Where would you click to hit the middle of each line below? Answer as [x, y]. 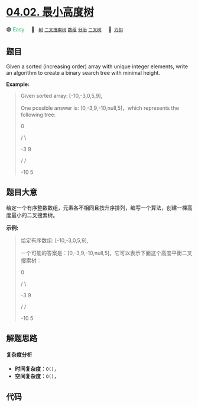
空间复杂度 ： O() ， [37, 376]
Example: [18, 84]
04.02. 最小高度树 [50, 12]
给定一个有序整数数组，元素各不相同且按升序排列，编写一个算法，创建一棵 [97, 208]
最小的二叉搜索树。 [34, 215]
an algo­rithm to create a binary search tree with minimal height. [83, 72]
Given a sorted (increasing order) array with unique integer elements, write [97, 66]
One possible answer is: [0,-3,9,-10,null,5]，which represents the [100, 108]
